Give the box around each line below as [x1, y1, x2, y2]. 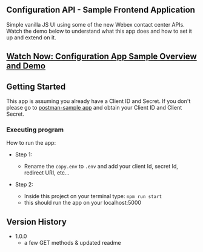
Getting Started [6, 81, 66, 91]
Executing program [6, 125, 64, 134]
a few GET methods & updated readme [24, 239, 121, 247]
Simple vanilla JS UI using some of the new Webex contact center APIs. [6, 21, 185, 28]
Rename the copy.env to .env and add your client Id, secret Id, [24, 163, 179, 170]
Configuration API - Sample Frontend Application [6, 5, 196, 15]
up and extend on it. [6, 33, 56, 41]
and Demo [6, 61, 46, 71]
